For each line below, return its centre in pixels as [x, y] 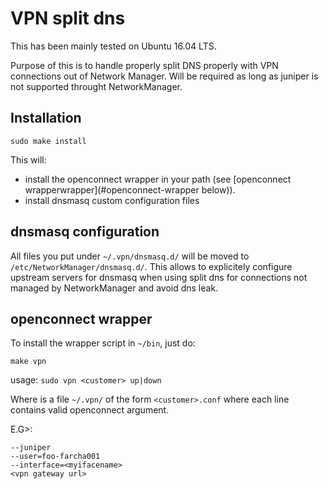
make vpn [28, 362]
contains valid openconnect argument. [90, 410]
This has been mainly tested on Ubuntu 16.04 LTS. [113, 46]
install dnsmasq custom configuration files [112, 200]
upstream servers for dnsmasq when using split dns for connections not [159, 277]
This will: [28, 159]
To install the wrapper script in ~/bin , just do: [103, 343]
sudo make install [48, 141]
